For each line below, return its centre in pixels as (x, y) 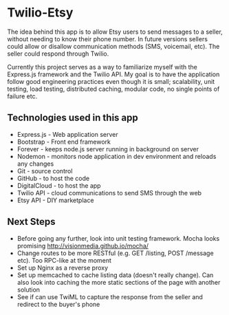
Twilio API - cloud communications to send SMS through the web (109, 193)
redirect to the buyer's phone (58, 304)
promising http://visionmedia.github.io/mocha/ (83, 246)
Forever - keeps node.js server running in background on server (108, 149)
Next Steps (31, 222)
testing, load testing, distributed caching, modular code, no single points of (113, 89)
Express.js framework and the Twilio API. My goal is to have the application (113, 74)
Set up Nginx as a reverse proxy (63, 268)
